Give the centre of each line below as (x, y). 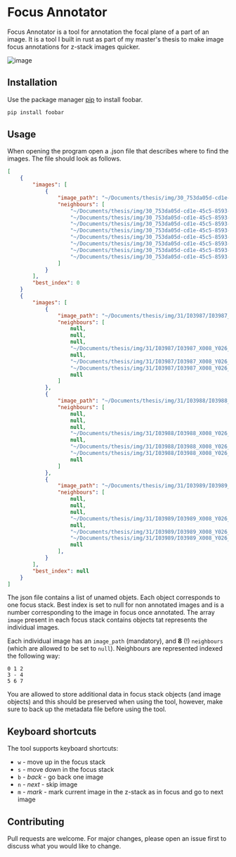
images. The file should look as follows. (64, 158)
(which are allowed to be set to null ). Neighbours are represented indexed (115, 649)
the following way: (34, 656)
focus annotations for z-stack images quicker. (74, 46)
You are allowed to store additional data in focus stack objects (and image (114, 694)
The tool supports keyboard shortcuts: (63, 749)
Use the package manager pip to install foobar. (75, 99)
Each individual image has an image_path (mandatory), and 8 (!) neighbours (115, 641)
